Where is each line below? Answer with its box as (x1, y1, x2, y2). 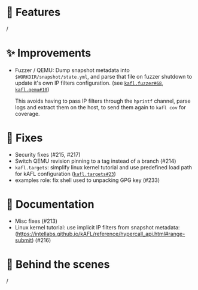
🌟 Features (6, 5, 61, 19)
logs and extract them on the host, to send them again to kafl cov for (14, 103, 187, 110)
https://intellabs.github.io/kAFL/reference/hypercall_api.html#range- (17, 230, 185, 237)
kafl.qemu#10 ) (14, 85, 50, 92)
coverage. (14, 110, 40, 117)
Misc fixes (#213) (14, 217, 58, 225)
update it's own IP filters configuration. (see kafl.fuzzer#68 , (14, 79, 163, 86)
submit (14, 237, 32, 244)
